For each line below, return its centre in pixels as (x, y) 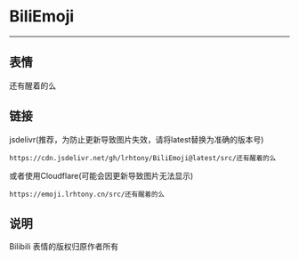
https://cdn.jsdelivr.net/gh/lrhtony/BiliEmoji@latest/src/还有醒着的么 (143, 158)
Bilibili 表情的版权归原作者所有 (64, 247)
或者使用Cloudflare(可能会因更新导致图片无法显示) (101, 175)
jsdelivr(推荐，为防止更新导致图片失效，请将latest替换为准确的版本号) (137, 139)
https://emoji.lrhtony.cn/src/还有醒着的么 (87, 194)
